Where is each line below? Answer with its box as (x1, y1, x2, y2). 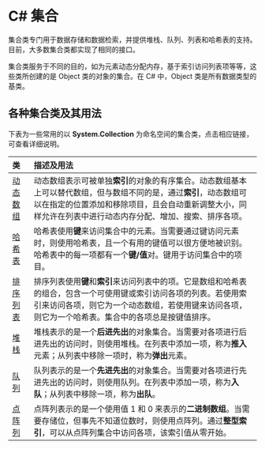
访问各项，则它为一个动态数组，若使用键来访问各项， (49, 300, 247, 311)
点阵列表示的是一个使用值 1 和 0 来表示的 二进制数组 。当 (33, 403, 242, 414)
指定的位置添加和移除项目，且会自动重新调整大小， (49, 198, 239, 209)
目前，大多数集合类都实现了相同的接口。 (8, 44, 140, 54)
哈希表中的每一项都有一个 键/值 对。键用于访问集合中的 (33, 249, 234, 260)
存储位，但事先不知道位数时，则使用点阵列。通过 (41, 415, 223, 426)
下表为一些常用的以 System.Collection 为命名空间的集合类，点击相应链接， (8, 129, 254, 138)
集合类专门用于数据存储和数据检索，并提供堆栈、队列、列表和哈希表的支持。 (8, 35, 257, 44)
